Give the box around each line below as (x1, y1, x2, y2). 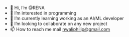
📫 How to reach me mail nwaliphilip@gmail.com (10, 26, 110, 32)
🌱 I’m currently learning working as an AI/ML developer (10, 15, 124, 21)
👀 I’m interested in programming (10, 10, 77, 16)
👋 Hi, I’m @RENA (10, 5, 45, 10)
